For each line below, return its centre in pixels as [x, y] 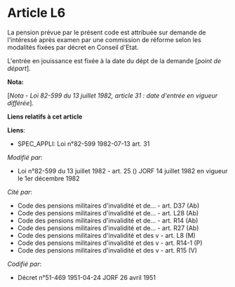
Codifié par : [25, 264]
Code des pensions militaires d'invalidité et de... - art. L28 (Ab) [108, 213]
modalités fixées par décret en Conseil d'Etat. [73, 47]
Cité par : [20, 192]
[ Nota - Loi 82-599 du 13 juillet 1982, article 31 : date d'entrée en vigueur [113, 95]
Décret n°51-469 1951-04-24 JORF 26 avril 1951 [87, 277]
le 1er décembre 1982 [48, 178]
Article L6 [36, 13]
